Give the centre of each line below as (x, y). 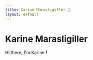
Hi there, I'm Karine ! (26, 53)
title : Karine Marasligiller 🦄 (38, 10)
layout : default (22, 14)
